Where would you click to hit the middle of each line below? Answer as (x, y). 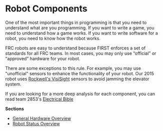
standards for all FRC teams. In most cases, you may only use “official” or (81, 53)
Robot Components (46, 9)
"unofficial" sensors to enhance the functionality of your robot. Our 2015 (79, 73)
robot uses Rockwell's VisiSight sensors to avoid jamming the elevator (77, 79)
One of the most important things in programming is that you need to (76, 22)
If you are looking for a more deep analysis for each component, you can (80, 94)
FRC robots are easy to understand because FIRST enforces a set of (75, 48)
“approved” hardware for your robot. (43, 58)
